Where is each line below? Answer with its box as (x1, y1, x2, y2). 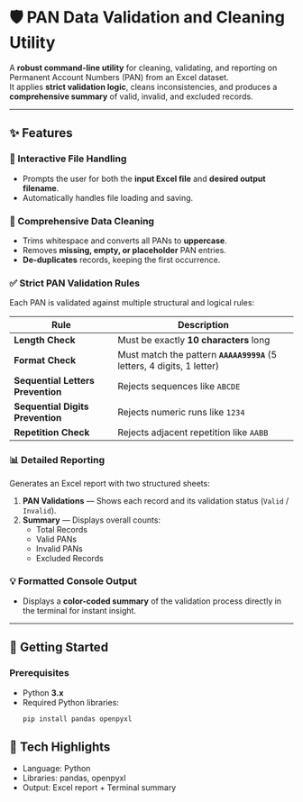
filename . (22, 182, 60, 194)
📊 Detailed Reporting (9, 454, 106, 467)
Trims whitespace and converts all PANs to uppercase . (22, 235, 227, 246)
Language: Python (22, 763, 91, 774)
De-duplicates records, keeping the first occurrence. (22, 254, 221, 265)
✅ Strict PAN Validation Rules (9, 277, 141, 289)
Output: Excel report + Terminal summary (22, 782, 177, 793)
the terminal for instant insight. (22, 605, 137, 615)
